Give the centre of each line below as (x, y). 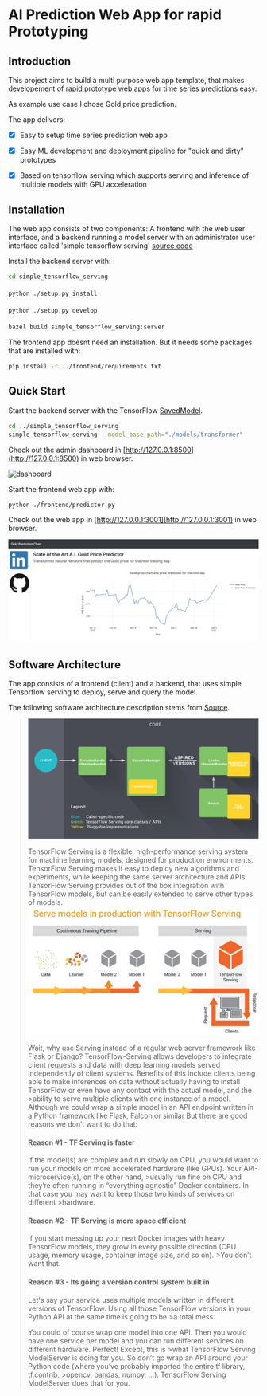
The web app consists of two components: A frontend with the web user (127, 228)
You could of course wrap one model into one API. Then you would (137, 1332)
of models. (45, 902)
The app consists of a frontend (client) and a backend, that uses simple (125, 683)
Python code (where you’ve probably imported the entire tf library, (136, 1366)
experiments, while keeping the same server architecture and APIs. (137, 877)
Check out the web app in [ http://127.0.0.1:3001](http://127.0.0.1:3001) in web (132, 520)
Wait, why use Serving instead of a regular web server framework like (141, 1048)
